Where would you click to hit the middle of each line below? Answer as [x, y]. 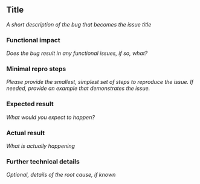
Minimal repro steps [36, 69]
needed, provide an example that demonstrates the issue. [78, 88]
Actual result [26, 133]
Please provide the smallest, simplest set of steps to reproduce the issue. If [100, 82]
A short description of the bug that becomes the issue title [79, 24]
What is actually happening [41, 146]
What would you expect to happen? [51, 117]
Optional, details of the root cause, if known [61, 175]
